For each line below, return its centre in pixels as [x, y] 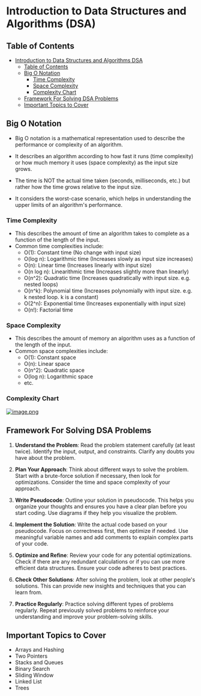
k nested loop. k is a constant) [61, 297]
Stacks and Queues [39, 662]
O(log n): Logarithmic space [58, 376]
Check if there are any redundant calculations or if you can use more [100, 561]
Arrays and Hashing [39, 650]
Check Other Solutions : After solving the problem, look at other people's [105, 579]
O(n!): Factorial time [48, 310]
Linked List [28, 682]
